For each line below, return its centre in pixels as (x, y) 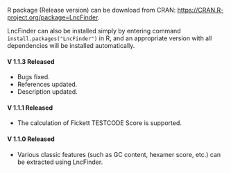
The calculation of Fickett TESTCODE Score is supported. (100, 123)
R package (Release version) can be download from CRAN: (92, 10)
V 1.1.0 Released (31, 139)
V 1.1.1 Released (30, 108)
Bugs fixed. (33, 77)
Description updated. (47, 92)
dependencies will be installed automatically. (71, 46)
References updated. (47, 84)
